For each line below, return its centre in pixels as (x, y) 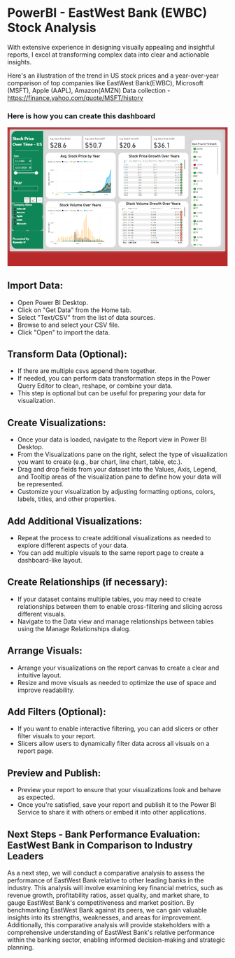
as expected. (36, 797)
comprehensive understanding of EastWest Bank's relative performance (111, 933)
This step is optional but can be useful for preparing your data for (112, 393)
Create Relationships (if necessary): (87, 582)
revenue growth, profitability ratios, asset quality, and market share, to (108, 895)
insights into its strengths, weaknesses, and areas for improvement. (105, 917)
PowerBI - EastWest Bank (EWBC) (107, 13)
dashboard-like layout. (50, 560)
